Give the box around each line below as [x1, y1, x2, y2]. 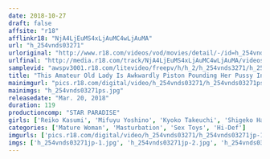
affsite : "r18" [8, 26, 59, 35]
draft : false [8, 19, 52, 27]
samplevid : [8, 64, 45, 72]
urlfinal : [8, 57, 42, 65]
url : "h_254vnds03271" [8, 42, 84, 50]
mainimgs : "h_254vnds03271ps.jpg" [8, 86, 125, 95]
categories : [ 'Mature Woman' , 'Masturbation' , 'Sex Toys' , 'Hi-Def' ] [8, 124, 247, 132]
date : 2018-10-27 [8, 11, 67, 20]
